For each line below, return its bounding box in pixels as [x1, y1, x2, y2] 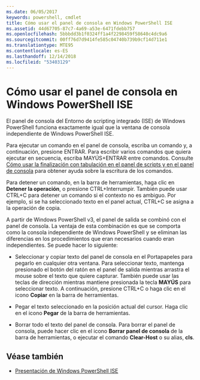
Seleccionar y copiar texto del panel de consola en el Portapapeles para [14, 253, 193, 261]
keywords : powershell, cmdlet [6, 14, 82, 20]
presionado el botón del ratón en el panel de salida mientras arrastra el [14, 266, 190, 273]
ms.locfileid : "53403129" [6, 59, 71, 65]
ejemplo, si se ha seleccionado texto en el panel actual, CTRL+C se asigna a [6, 198, 194, 205]
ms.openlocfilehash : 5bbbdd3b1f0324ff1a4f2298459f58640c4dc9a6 [6, 31, 168, 37]
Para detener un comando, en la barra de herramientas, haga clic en [6, 179, 175, 186]
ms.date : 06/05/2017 [6, 8, 58, 15]
